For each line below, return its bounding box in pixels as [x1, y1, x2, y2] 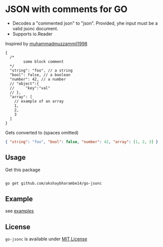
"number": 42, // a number [10, 76, 66, 81]
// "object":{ [10, 81, 39, 86]
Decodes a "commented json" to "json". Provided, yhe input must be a [12, 20, 158, 26]
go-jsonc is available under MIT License [5, 236, 88, 242]
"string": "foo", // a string [10, 68, 73, 73]
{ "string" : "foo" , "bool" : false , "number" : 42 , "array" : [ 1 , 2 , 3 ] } [5, 139, 158, 144]
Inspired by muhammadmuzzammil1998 [5, 40, 88, 46]
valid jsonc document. [12, 25, 59, 31]
